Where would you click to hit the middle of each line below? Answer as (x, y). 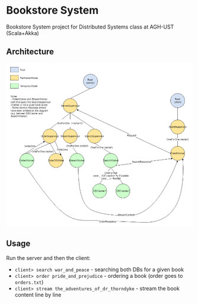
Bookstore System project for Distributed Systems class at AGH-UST (90, 27)
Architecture (30, 52)
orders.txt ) (29, 282)
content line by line (38, 294)
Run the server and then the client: (48, 258)
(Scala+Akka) (23, 33)
